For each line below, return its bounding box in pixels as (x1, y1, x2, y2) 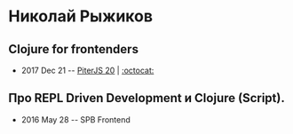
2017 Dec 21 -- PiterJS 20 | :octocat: (20, 65, 154, 75)
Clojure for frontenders (8, 42, 139, 57)
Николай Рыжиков (8, 6, 153, 27)
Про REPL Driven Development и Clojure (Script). (8, 91, 285, 106)
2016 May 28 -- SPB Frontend (20, 114, 131, 125)
